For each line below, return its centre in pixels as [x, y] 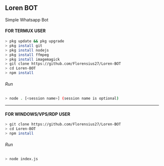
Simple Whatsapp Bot [27, 19]
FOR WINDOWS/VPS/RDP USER [38, 114]
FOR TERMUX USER [25, 31]
